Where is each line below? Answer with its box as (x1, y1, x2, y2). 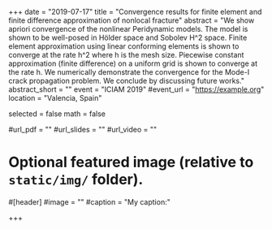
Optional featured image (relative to (8, 153, 254, 171)
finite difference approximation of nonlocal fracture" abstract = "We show (8, 15, 255, 25)
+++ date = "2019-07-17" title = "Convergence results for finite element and (8, 7, 262, 16)
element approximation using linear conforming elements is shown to (8, 41, 240, 51)
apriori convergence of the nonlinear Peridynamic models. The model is (8, 24, 248, 33)
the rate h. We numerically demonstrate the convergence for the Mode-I (8, 67, 250, 76)
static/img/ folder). (8, 171, 144, 189)
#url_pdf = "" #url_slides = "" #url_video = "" (8, 125, 158, 134)
